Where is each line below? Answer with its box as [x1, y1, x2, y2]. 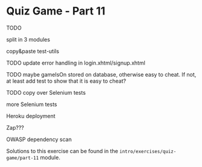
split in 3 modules [6, 36, 50, 43]
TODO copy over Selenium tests [6, 89, 86, 96]
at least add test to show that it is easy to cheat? [6, 77, 127, 84]
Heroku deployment [6, 112, 55, 119]
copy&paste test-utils [6, 47, 59, 55]
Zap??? [6, 124, 24, 131]
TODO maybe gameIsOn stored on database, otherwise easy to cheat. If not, [6, 71, 197, 78]
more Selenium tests [6, 101, 57, 108]
